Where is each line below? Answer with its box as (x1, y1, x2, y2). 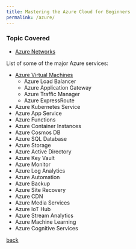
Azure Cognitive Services (14, 224, 78, 232)
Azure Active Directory (14, 148, 72, 155)
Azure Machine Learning (14, 218, 76, 226)
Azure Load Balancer (23, 78, 76, 85)
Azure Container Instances (14, 122, 81, 129)
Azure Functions (14, 115, 56, 123)
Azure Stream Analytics (14, 212, 74, 219)
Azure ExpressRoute (23, 97, 75, 104)
